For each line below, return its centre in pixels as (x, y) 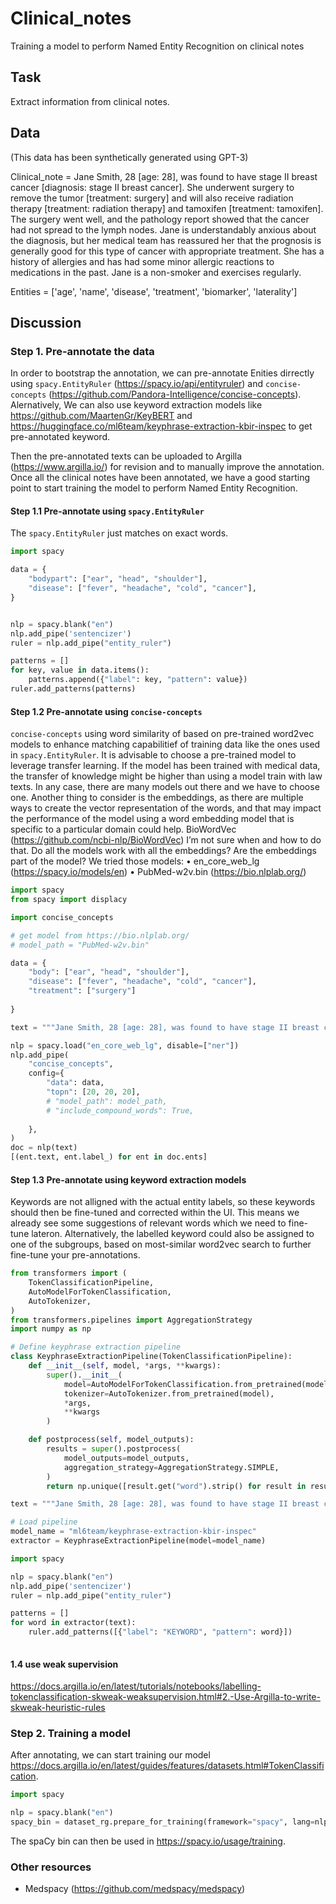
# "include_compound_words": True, (120, 1110)
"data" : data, (75, 1083)
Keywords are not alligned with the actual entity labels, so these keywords (163, 1202)
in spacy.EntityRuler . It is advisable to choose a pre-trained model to (153, 755)
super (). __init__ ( (84, 1375)
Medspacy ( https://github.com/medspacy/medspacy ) (135, 1889)
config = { (46, 1073)
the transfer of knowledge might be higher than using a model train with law (166, 776)
